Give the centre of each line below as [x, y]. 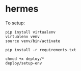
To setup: [15, 23]
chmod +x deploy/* [25, 59]
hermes [22, 9]
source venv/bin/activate [33, 41]
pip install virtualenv [31, 32]
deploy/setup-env [24, 63]
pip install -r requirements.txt [41, 50]
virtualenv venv [22, 37]
